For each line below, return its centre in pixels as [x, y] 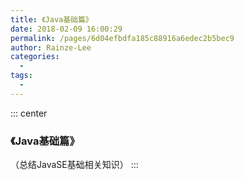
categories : [35, 57]
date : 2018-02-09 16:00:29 [66, 29]
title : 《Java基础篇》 [51, 19]
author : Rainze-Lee [51, 47]
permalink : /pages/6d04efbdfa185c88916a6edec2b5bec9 [122, 38]
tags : [21, 76]
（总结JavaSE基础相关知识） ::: [74, 165]
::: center [29, 113]
